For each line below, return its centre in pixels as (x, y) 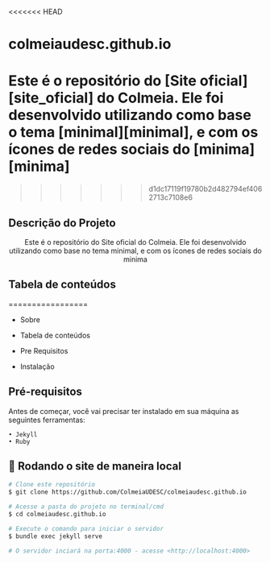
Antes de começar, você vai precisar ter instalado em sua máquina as (124, 411)
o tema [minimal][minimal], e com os (133, 132)
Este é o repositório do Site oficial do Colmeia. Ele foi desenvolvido (135, 242)
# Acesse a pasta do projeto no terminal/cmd (86, 507)
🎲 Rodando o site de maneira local (95, 466)
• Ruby (19, 441)
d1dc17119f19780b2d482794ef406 (206, 189)
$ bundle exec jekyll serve (56, 536)
